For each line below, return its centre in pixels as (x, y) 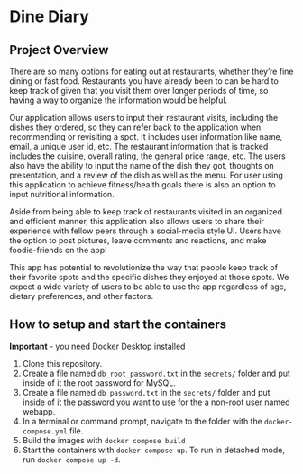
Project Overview (59, 50)
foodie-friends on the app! (59, 250)
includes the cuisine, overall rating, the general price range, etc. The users (147, 156)
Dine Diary (50, 17)
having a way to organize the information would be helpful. (119, 100)
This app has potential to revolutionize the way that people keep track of (143, 267)
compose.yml (45, 431)
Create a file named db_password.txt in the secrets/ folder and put (146, 392)
